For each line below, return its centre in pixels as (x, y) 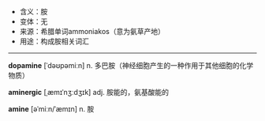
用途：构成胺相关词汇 (54, 41)
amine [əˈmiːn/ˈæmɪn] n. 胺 (51, 109)
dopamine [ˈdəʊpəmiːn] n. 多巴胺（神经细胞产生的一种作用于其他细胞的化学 (131, 65)
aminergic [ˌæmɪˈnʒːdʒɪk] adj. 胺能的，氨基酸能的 (89, 92)
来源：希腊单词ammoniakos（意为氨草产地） (92, 31)
